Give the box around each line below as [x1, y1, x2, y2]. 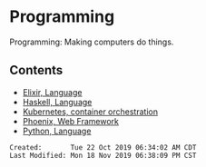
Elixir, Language [22, 86, 83, 97]
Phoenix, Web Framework [22, 115, 120, 126]
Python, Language [22, 125, 92, 136]
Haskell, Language [22, 96, 93, 107]
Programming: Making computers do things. [9, 36, 174, 47]
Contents [9, 63, 64, 78]
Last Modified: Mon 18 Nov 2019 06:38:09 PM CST [9, 151, 197, 160]
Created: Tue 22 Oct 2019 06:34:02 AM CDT [9, 142, 197, 152]
